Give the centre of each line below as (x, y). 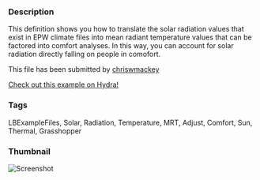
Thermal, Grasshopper (45, 131)
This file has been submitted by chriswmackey (84, 69)
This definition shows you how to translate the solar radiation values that (126, 29)
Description (31, 12)
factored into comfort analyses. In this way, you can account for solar (121, 46)
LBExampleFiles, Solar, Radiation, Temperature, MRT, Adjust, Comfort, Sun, (130, 122)
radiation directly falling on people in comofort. (85, 54)
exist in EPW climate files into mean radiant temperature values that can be (130, 37)
